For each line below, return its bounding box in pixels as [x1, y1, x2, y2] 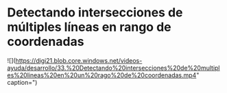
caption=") [7, 78, 38, 86]
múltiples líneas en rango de [7, 19, 171, 35]
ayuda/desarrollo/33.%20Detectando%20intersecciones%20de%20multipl [7, 64, 221, 72]
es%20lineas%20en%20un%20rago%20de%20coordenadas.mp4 [7, 70, 197, 79]
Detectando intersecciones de [7, 5, 183, 21]
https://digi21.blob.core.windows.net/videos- [15, 56, 143, 64]
